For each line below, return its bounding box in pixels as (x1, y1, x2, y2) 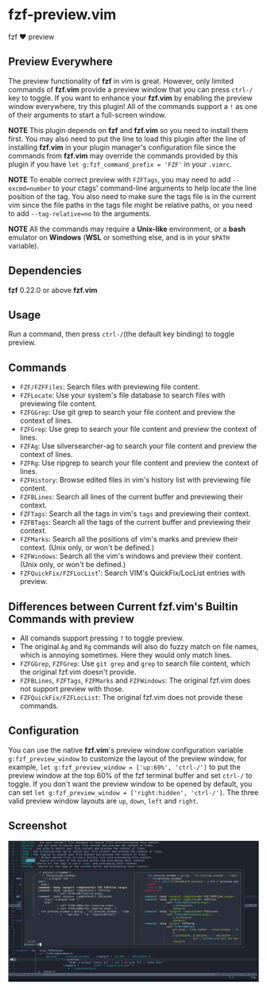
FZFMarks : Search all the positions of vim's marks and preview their (19, 534, 238, 544)
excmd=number (8, 185, 52, 193)
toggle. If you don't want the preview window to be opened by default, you (8, 779, 253, 788)
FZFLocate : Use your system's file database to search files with (19, 390, 226, 400)
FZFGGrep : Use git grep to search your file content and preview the (19, 408, 236, 417)
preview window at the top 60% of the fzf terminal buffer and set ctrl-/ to (8, 770, 253, 780)
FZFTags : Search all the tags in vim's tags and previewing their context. (19, 509, 251, 518)
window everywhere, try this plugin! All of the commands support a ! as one (8, 101, 258, 111)
